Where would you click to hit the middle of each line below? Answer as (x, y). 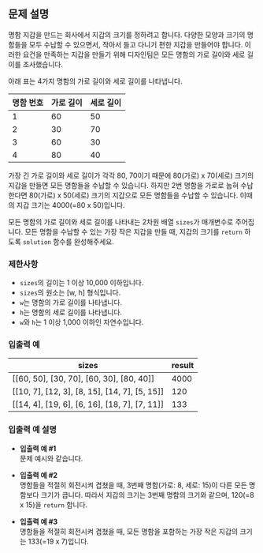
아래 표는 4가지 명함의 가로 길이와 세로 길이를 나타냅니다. (95, 81)
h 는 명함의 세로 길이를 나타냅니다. (71, 312)
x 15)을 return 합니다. (54, 505)
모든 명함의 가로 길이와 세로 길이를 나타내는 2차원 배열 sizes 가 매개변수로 (121, 222)
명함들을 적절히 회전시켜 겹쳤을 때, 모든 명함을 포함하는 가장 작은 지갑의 (129, 531)
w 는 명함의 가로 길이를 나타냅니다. (71, 303)
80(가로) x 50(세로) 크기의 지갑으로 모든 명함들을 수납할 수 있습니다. (133, 195)
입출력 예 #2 (38, 475)
